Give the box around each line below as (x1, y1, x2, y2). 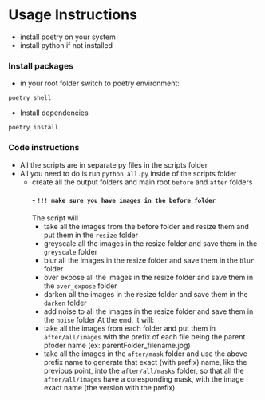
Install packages (8, 60, 74, 71)
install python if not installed (19, 40, 113, 50)
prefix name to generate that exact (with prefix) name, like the (43, 357, 247, 366)
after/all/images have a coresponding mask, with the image (43, 374, 245, 384)
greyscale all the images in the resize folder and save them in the (43, 238, 258, 248)
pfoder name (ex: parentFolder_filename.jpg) (43, 340, 191, 350)
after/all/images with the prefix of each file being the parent (43, 331, 246, 341)
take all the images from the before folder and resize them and (43, 221, 249, 231)
